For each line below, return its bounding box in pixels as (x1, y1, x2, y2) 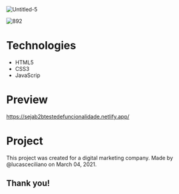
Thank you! (6, 178, 50, 189)
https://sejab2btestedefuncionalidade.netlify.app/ (6, 113, 130, 120)
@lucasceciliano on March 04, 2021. (6, 161, 97, 168)
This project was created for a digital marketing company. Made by (6, 154, 174, 161)
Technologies (6, 39, 77, 53)
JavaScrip (15, 72, 41, 79)
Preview (6, 93, 48, 107)
